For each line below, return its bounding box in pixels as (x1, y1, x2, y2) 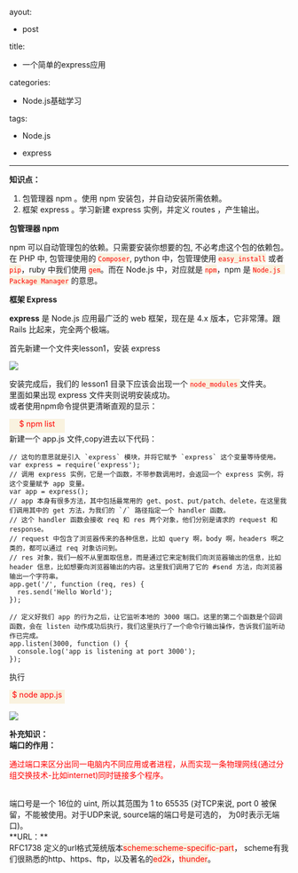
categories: (9, 77, 51, 87)
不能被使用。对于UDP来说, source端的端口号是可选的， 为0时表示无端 (24, 809, 280, 820)
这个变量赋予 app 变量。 (9, 480, 89, 488)
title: (9, 41, 26, 52)
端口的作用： (9, 740, 56, 750)
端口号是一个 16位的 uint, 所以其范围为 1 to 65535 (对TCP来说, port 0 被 (9, 798, 269, 808)
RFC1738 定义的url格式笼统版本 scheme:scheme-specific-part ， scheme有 (9, 843, 281, 853)
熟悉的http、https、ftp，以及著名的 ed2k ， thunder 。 (24, 853, 216, 864)
